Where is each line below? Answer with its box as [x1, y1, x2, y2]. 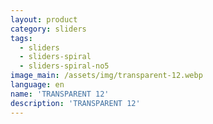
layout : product [10, 14, 78, 25]
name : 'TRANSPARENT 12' [10, 89, 110, 99]
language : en [10, 80, 65, 90]
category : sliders [10, 24, 87, 34]
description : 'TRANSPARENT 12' [10, 98, 141, 108]
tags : [10, 33, 33, 43]
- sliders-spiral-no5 [19, 61, 110, 71]
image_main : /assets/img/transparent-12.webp [10, 71, 203, 81]
